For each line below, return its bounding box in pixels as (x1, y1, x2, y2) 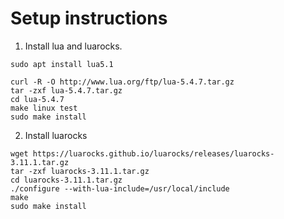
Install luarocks (24, 129, 88, 141)
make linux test (10, 103, 78, 113)
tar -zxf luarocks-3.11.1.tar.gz (10, 166, 150, 176)
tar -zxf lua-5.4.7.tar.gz (10, 85, 123, 96)
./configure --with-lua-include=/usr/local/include (10, 183, 230, 194)
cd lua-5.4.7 (10, 94, 65, 104)
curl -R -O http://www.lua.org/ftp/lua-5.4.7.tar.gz (10, 77, 235, 87)
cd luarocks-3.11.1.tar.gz (10, 175, 123, 185)
